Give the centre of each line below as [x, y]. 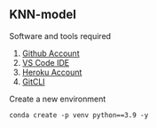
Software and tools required [60, 36]
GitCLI [34, 81]
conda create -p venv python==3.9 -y [79, 115]
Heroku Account [52, 72]
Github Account [51, 53]
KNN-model [43, 15]
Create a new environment [58, 99]
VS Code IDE [45, 62]
